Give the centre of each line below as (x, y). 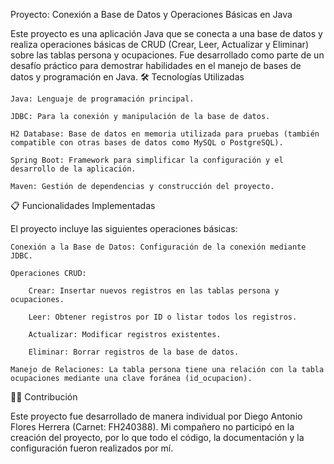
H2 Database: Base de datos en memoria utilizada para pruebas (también (165, 134)
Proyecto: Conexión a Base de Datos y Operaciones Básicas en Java (151, 14)
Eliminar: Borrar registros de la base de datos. (134, 352)
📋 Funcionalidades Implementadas (83, 205)
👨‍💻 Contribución (44, 397)
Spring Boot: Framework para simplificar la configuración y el (147, 160)
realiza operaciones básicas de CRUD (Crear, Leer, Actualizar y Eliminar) (159, 44)
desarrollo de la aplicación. (73, 169)
